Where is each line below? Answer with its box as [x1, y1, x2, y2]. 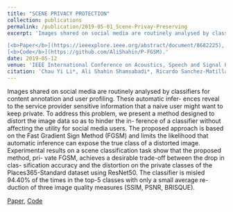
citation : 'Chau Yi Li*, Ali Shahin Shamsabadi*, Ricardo [7, 67, 178, 75]
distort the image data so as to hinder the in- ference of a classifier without [7, 116, 221, 125]
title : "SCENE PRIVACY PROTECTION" [7, 10, 110, 17]
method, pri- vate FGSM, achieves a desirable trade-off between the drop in [7, 154, 225, 162]
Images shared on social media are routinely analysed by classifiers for [7, 87, 210, 95]
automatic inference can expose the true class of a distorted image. [7, 138, 200, 147]
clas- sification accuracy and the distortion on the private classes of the [7, 161, 213, 169]
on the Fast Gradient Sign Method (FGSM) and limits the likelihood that [7, 131, 209, 140]
